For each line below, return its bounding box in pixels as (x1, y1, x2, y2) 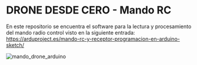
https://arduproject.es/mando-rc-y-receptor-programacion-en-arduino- (6, 35, 181, 42)
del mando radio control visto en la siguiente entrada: (6, 29, 135, 36)
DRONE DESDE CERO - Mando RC (6, 4, 172, 17)
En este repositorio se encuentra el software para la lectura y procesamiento (6, 23, 192, 30)
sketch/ (6, 42, 25, 49)
